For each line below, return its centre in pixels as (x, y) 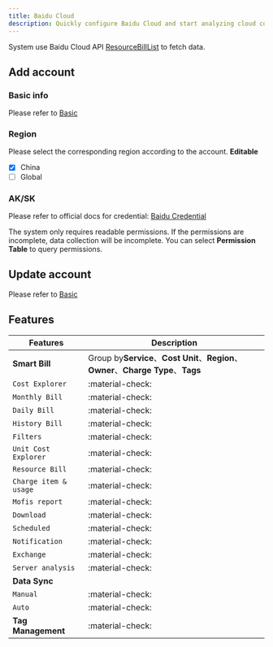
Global (31, 176)
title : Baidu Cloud (41, 16)
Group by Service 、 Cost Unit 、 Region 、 (165, 358)
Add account (42, 72)
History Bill (38, 423)
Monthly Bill (38, 397)
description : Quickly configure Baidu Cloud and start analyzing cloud (132, 24)
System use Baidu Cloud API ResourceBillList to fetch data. (107, 46)
